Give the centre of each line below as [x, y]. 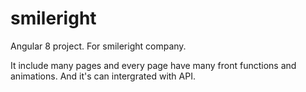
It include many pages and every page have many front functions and [153, 65]
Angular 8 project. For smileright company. [98, 46]
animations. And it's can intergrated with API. [103, 76]
